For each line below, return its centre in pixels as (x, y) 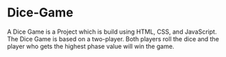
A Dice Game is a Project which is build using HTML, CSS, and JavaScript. (112, 32)
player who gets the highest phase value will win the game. (91, 46)
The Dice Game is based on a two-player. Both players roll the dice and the (113, 38)
